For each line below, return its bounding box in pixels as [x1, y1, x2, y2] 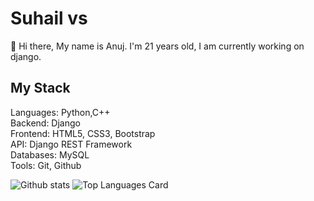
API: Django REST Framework [10, 138, 133, 150]
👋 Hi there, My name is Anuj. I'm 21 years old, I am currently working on [10, 40, 305, 52]
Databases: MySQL [10, 148, 90, 161]
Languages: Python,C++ [10, 106, 111, 118]
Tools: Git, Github [10, 159, 82, 171]
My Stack [10, 80, 71, 97]
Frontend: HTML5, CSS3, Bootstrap [10, 127, 156, 139]
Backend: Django [10, 117, 81, 129]
